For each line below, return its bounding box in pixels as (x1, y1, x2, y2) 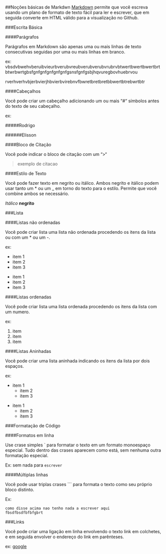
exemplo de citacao (17, 161, 58, 167)
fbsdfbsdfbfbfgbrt (5, 510, 43, 515)
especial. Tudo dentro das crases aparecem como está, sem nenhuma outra (5, 447, 162, 453)
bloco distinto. (5, 486, 35, 492)
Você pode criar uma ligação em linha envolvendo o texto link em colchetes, (5, 529, 162, 534)
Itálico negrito (5, 201, 35, 206)
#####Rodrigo (5, 123, 35, 128)
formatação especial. (5, 453, 49, 458)
